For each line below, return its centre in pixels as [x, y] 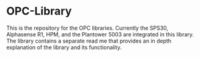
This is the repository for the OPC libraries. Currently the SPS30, [87, 28]
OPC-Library [39, 11]
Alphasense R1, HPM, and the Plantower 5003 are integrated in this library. [100, 34]
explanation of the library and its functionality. [64, 47]
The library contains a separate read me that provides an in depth [89, 41]
